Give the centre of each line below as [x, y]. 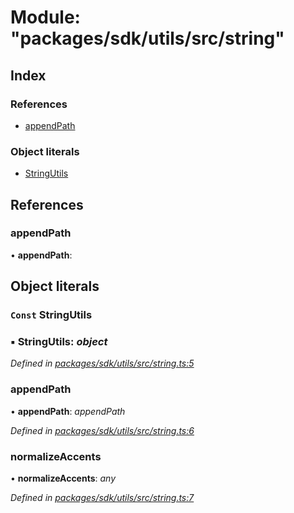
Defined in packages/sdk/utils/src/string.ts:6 [102, 430]
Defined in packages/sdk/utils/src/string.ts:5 [102, 363]
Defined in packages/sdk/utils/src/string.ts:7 [102, 498]
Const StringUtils [51, 315]
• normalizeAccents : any [63, 478]
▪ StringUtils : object [59, 342]
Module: [45, 17]
